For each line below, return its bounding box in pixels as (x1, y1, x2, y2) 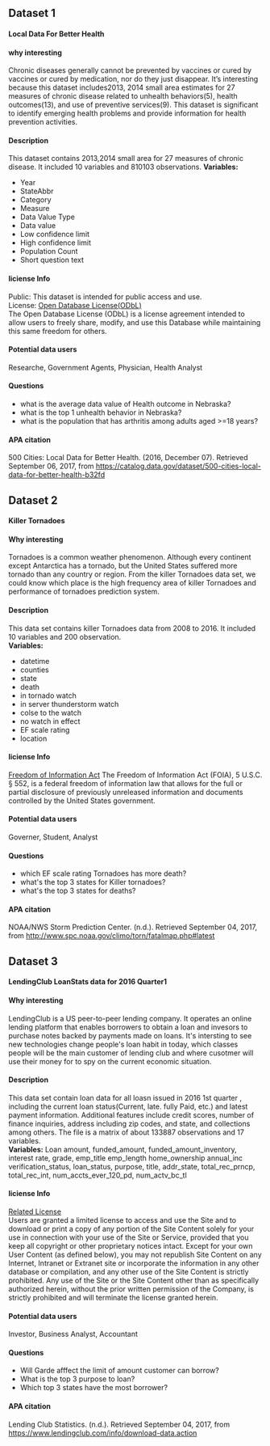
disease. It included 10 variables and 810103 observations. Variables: (8, 162, 239, 172)
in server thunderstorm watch (19, 699, 119, 708)
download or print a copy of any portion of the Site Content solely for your (8, 1224, 255, 1233)
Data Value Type (19, 212, 75, 222)
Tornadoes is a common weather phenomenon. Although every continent (8, 552, 251, 562)
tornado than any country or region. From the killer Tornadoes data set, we (8, 569, 256, 579)
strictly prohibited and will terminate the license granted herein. (8, 1293, 219, 1302)
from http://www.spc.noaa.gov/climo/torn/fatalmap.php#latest (8, 931, 215, 941)
